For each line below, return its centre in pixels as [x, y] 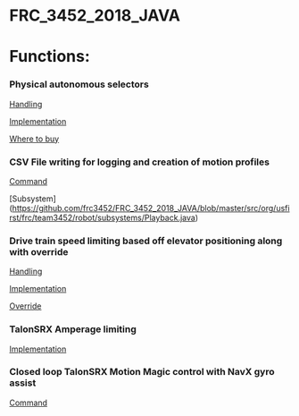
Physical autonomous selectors [79, 84]
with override [39, 251]
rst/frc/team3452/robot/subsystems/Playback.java [103, 217]
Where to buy [34, 139]
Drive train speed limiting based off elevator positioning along [146, 241]
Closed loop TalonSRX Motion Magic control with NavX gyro [142, 372]
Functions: [50, 57]
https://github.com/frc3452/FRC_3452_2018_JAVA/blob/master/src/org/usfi [151, 208]
